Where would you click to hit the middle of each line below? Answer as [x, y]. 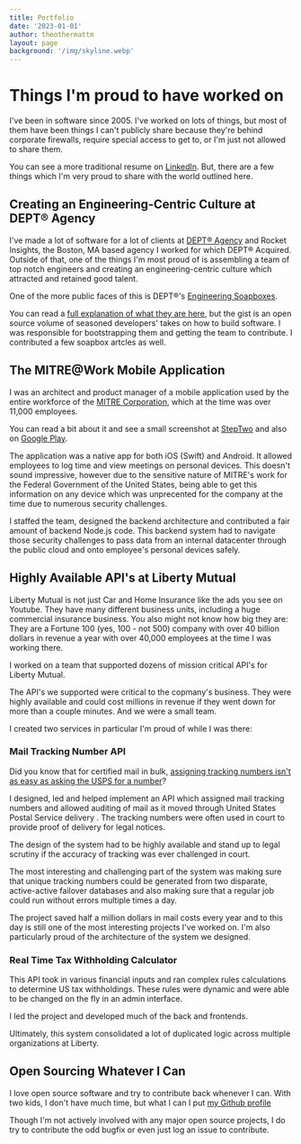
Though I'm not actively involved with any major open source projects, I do [147, 1120]
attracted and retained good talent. [74, 278]
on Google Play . [39, 438]
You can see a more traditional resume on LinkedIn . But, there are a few [142, 167]
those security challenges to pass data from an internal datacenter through [148, 540]
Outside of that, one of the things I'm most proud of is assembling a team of [150, 259]
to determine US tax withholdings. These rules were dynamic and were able [150, 989]
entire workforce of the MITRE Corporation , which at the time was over [140, 401]
